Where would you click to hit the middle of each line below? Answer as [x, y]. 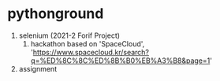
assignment [37, 68]
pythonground [56, 14]
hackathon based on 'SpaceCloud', [88, 43]
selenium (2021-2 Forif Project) [69, 35]
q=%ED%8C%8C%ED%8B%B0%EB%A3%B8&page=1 [120, 61]
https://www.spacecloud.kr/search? [91, 52]
